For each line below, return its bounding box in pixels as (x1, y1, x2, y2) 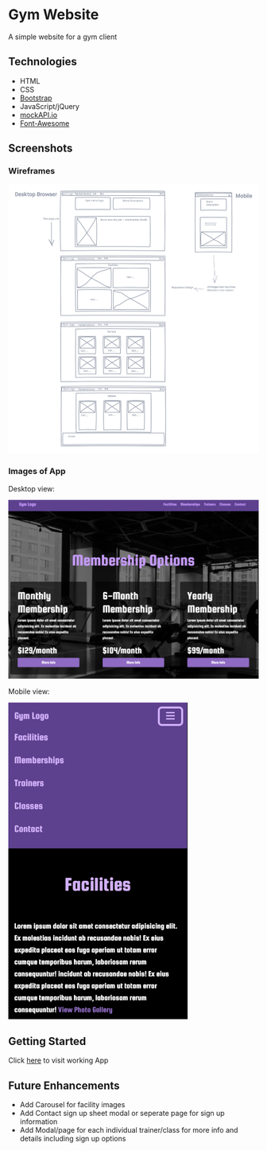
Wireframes (8, 166, 56, 177)
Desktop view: (8, 483, 56, 493)
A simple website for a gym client (8, 32, 118, 41)
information (19, 1117, 58, 1126)
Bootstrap (19, 93, 52, 103)
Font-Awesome (19, 118, 70, 128)
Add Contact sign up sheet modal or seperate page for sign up (19, 1109, 225, 1118)
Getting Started (8, 1034, 87, 1048)
